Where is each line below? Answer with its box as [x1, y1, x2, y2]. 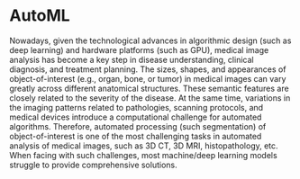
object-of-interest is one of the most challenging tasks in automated [9, 130, 262, 141]
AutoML [9, 5, 70, 26]
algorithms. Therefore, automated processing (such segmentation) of [9, 121, 267, 131]
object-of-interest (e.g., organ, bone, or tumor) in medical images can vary [9, 73, 286, 84]
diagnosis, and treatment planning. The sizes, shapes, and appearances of [9, 64, 286, 75]
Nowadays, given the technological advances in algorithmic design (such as [9, 35, 292, 46]
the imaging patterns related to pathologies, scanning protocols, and [9, 102, 264, 112]
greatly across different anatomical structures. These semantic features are [9, 83, 290, 94]
